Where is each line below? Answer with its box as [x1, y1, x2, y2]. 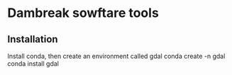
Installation [7, 33, 58, 45]
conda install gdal [7, 59, 59, 68]
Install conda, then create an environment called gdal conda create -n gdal [7, 52, 226, 60]
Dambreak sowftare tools [7, 5, 160, 21]
